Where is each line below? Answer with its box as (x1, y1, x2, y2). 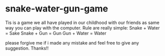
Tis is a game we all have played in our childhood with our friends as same (5, 19, 159, 25)
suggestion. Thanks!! (5, 45, 49, 51)
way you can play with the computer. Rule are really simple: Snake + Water (5, 24, 160, 30)
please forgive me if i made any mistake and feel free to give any (5, 39, 139, 45)
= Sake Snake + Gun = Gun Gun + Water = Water (5, 30, 107, 36)
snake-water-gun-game (5, 3, 108, 14)
